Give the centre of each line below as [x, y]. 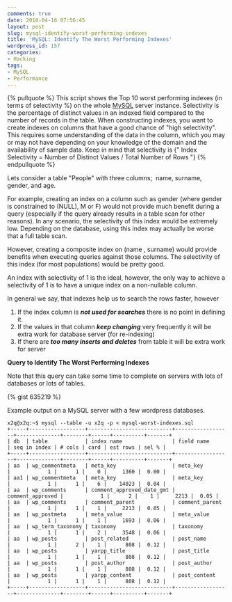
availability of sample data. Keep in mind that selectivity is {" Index [102, 150]
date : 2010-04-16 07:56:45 [46, 20]
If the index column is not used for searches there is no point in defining [121, 312]
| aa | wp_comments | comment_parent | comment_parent [115, 502]
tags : [15, 65]
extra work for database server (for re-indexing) [86, 334]
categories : [24, 53]
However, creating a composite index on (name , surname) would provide [112, 249]
